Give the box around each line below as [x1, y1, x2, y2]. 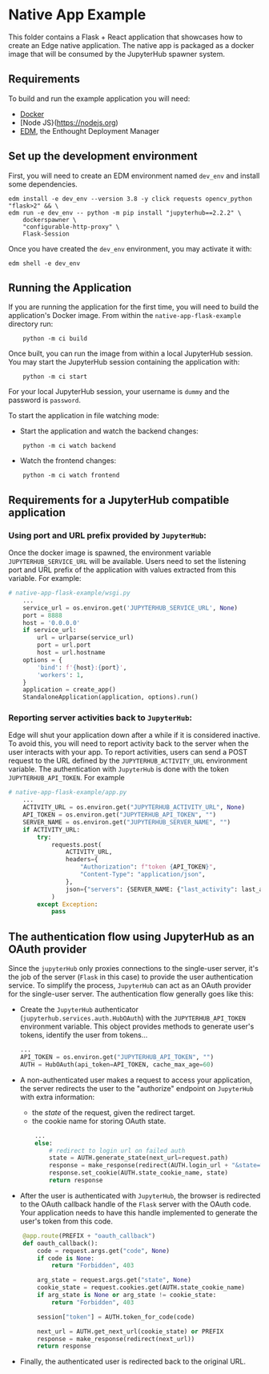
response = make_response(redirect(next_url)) [37, 1335, 195, 1343]
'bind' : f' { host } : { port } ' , [37, 663, 127, 671]
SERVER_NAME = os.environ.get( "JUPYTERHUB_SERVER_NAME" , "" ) [22, 818, 231, 826]
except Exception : [37, 900, 98, 909]
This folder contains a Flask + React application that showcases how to [8, 32, 243, 42]
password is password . [8, 395, 82, 405]
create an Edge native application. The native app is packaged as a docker [8, 40, 255, 50]
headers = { [65, 856, 98, 864]
